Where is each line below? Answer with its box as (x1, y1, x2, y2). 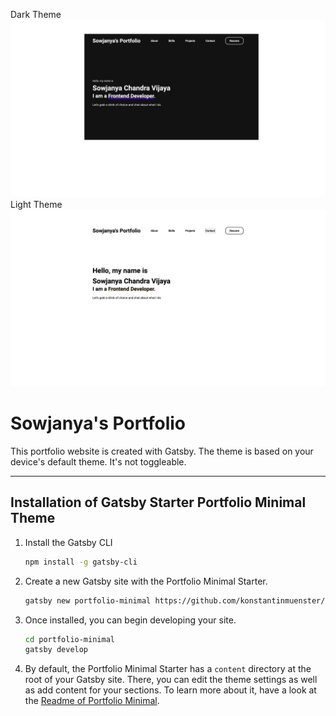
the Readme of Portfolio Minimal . (24, 695, 160, 707)
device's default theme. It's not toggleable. (10, 455, 187, 468)
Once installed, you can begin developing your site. (24, 614, 237, 626)
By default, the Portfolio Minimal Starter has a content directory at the (24, 663, 312, 675)
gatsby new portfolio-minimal (24, 595, 152, 606)
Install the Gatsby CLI (24, 536, 113, 548)
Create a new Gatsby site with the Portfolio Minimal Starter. (24, 575, 268, 587)
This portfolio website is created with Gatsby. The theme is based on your (10, 445, 314, 457)
